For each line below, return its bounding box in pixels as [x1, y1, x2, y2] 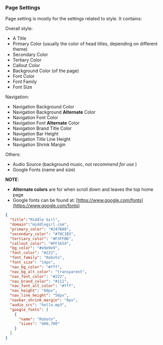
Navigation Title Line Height [12, 136, 71, 142]
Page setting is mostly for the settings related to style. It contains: [5, 16, 142, 22]
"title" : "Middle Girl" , [10, 217, 60, 222]
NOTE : [5, 177, 19, 183]
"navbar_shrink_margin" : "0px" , [10, 298, 78, 303]
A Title [12, 35, 26, 42]
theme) [12, 46, 28, 52]
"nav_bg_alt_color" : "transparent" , [10, 269, 87, 274]
